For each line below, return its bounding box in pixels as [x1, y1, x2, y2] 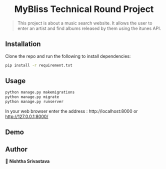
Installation [5, 40, 41, 48]
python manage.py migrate [5, 94, 59, 99]
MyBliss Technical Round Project [14, 3, 154, 15]
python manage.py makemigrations [5, 90, 75, 95]
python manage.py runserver [5, 99, 64, 104]
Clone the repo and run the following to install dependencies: [5, 53, 131, 59]
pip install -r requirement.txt [5, 62, 72, 68]
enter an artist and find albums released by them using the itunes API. [17, 25, 161, 31]
